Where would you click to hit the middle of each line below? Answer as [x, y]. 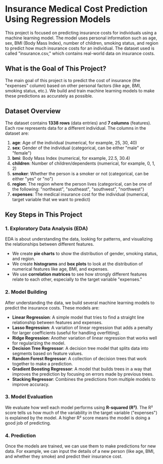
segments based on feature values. [47, 353]
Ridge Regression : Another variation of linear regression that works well [84, 338]
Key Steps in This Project [44, 215]
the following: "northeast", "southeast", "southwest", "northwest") [78, 189]
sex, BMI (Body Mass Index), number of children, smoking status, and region [82, 43]
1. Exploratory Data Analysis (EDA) [46, 228]
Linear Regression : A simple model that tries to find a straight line [78, 317]
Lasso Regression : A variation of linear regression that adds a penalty [82, 327]
